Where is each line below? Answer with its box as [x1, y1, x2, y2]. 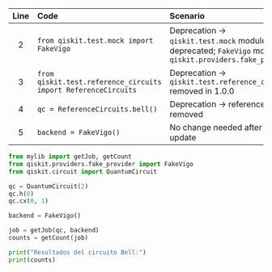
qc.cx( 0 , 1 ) [8, 197, 49, 205]
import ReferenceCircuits [36, 86, 138, 94]
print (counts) [8, 256, 57, 264]
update [169, 132, 197, 143]
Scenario [169, 10, 205, 21]
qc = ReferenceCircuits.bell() [36, 105, 158, 114]
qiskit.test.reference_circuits [36, 77, 162, 86]
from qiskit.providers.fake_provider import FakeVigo [8, 160, 194, 168]
